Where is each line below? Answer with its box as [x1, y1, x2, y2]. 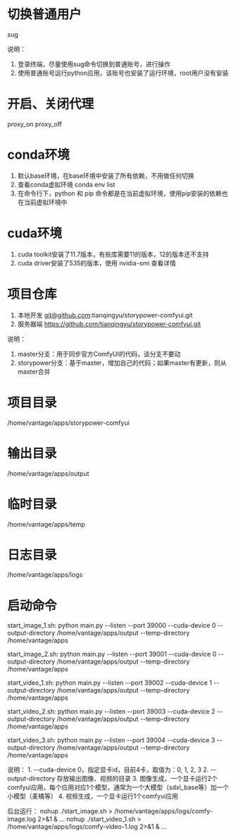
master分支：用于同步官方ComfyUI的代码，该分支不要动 [17, 349, 181, 358]
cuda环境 [7, 225, 62, 241]
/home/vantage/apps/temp [7, 520, 86, 528]
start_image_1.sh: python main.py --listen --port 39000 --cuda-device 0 [7, 621, 216, 630]
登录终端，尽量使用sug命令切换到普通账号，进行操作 [17, 59, 171, 68]
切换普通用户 [7, 6, 82, 23]
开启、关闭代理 [7, 96, 94, 112]
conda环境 [7, 147, 70, 163]
